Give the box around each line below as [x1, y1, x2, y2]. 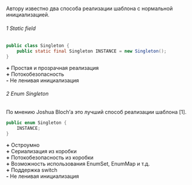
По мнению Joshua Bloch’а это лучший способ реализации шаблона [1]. [6, 109, 187, 116]
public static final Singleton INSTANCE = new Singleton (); [16, 48, 167, 55]
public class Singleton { [6, 43, 69, 49]
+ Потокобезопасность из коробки [6, 154, 94, 161]
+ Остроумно [6, 141, 40, 149]
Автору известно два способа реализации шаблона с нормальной [6, 5, 173, 12]
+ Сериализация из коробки [6, 147, 77, 154]
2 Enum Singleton [6, 90, 49, 97]
